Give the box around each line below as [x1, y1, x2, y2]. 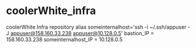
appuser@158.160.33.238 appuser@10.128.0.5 [10, 29, 121, 36]
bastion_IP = [124, 29, 154, 36]
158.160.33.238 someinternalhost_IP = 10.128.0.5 [6, 36, 123, 43]
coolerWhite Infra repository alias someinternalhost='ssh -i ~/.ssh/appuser [6, 23, 187, 30]
